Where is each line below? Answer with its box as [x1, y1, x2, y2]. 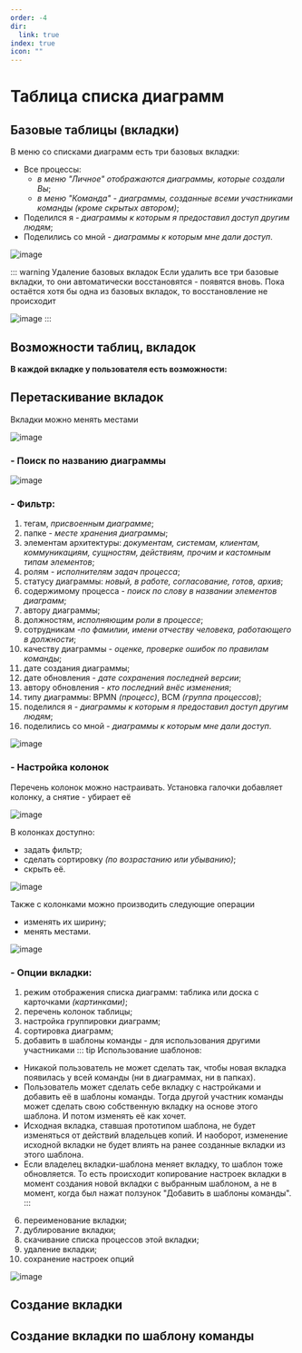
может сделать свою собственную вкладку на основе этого [23, 1101, 258, 1111]
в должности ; [23, 634, 76, 645]
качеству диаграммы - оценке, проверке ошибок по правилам [23, 644, 269, 655]
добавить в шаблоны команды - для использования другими [23, 1034, 261, 1045]
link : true [18, 30, 60, 39]
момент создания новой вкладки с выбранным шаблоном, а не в [23, 1178, 278, 1189]
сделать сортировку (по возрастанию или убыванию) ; [23, 854, 237, 864]
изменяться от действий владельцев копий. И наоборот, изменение [23, 1130, 288, 1141]
